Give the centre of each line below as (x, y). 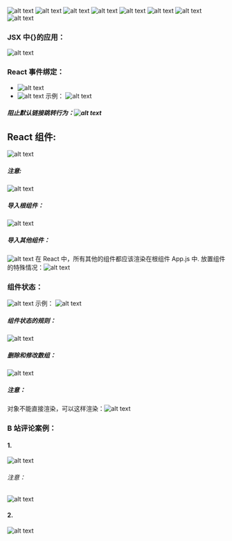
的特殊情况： (25, 267)
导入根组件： (25, 205)
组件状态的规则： (32, 320)
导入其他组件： (28, 240)
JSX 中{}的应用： (36, 37)
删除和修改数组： (32, 355)
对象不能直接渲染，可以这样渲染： (56, 409)
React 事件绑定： (36, 72)
